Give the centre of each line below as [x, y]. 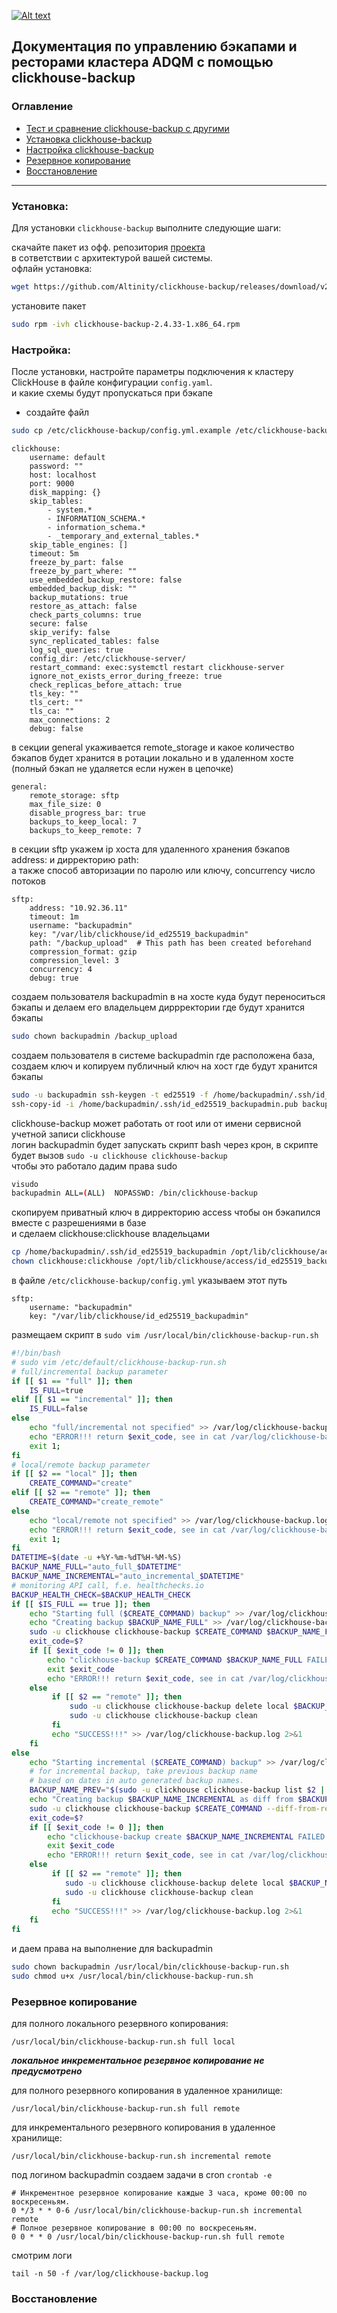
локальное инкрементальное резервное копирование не [138, 2061]
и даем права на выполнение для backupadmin [112, 1949]
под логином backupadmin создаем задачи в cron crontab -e [142, 2175]
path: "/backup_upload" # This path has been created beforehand [170, 943]
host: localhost [63, 475]
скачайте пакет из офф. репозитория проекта [108, 247]
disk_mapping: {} [65, 492]
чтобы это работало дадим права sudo [94, 1166]
